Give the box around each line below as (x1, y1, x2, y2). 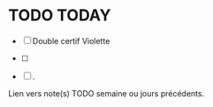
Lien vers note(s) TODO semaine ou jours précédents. (8, 88, 205, 98)
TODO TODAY (8, 5, 111, 26)
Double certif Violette (32, 35, 110, 46)
